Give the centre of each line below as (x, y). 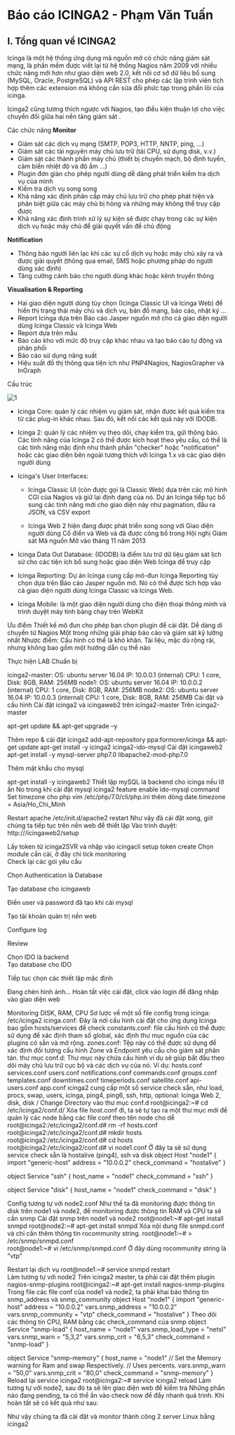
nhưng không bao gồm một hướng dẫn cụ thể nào (79, 647)
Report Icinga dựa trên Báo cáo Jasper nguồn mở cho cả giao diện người (122, 318)
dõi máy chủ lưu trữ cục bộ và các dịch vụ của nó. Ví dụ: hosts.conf (105, 1065)
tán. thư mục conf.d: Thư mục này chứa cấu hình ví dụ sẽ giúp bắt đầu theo (116, 1058)
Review (18, 943)
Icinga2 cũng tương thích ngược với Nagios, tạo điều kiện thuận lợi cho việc (116, 109)
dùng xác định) (39, 268)
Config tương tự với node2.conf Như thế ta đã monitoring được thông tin (111, 1203)
